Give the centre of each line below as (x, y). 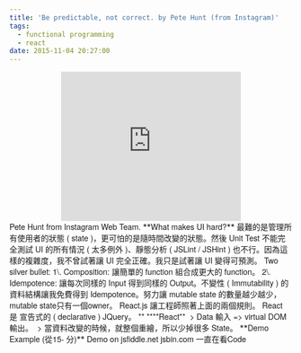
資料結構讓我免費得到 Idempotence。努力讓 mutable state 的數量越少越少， (146, 295)
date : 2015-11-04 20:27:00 (60, 51)
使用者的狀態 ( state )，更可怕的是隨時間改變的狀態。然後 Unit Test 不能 (147, 238)
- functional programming (66, 34)
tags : (19, 26)
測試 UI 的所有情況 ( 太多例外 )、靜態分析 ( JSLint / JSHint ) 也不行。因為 (148, 250)
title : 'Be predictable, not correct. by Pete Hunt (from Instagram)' (144, 18)
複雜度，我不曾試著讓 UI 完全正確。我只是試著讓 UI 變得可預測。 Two (151, 260)
